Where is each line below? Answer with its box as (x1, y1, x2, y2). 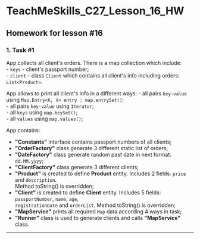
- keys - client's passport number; (6, 66, 89, 73)
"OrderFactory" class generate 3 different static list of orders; (14, 144, 168, 151)
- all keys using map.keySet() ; (6, 108, 78, 116)
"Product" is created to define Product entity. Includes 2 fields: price (14, 170, 186, 177)
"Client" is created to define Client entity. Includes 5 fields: (14, 189, 161, 196)
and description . (14, 176, 57, 183)
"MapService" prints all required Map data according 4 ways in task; (14, 207, 182, 215)
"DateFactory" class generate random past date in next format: (14, 151, 171, 158)
